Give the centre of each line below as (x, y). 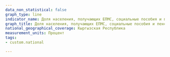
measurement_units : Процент (35, 33)
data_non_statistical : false (36, 10)
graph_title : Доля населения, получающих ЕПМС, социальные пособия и (80, 24)
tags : (11, 38)
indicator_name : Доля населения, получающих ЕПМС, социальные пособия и (83, 19)
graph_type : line (24, 14)
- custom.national (25, 42)
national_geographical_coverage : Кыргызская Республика (65, 28)
